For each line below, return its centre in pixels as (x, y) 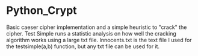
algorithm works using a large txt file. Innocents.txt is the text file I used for (99, 40)
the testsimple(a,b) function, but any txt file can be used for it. (83, 46)
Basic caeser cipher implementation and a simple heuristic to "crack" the (97, 27)
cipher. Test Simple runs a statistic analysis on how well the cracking (91, 33)
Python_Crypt (42, 11)
